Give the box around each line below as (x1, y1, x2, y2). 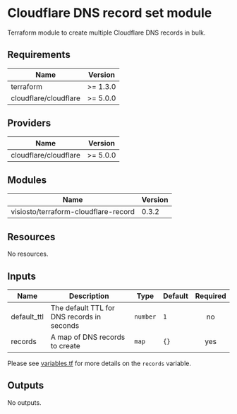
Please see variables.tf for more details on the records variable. (7, 359, 192, 367)
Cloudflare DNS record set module (7, 5, 212, 21)
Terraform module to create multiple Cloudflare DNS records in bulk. (7, 28, 206, 37)
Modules (7, 174, 47, 186)
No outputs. (7, 398, 42, 407)
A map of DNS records (50, 332, 126, 342)
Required (195, 291, 226, 301)
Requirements (7, 49, 71, 61)
